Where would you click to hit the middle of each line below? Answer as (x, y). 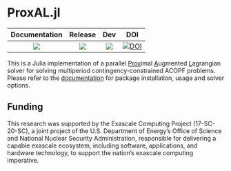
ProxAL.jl (34, 13)
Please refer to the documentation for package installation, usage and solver (116, 78)
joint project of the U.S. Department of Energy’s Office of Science (129, 131)
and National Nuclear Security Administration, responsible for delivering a (112, 138)
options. (19, 85)
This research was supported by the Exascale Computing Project (99, 123)
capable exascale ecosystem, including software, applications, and (102, 145)
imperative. (23, 160)
